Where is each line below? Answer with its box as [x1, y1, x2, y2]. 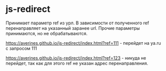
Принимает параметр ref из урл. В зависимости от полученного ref [5, 20, 150, 26]
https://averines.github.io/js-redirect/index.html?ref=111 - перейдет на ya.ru [5, 40, 161, 46]
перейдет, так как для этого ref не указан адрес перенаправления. [5, 60, 149, 66]
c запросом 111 [5, 45, 37, 51]
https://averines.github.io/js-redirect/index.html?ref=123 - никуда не [5, 55, 146, 61]
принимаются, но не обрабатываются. [5, 30, 88, 36]
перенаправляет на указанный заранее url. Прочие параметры [5, 25, 140, 31]
